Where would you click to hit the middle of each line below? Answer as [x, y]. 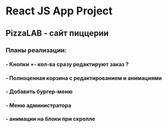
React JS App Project [59, 11]
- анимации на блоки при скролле [51, 119]
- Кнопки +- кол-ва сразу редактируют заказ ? [67, 65]
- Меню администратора [39, 105]
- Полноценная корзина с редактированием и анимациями [84, 78]
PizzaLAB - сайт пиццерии [57, 33]
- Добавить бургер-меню [39, 92]
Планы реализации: [36, 50]
